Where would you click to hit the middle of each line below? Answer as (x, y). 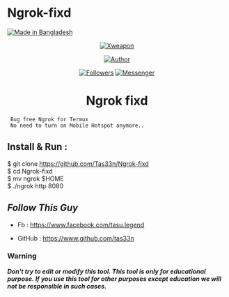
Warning (22, 256)
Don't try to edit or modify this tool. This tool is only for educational (106, 271)
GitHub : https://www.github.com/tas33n (76, 238)
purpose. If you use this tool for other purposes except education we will (114, 279)
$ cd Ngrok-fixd (30, 171)
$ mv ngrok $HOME (35, 178)
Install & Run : (38, 147)
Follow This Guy (43, 208)
